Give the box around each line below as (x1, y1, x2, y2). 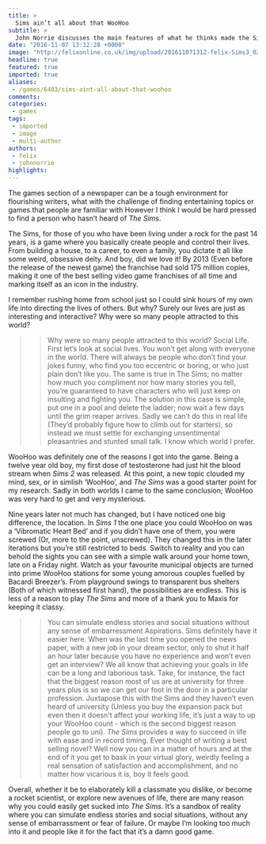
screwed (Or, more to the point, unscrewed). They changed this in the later (8, 535, 252, 544)
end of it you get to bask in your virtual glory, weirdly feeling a (47, 753, 249, 762)
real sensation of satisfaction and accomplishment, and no (47, 761, 239, 770)
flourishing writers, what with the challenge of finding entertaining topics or (8, 197, 254, 206)
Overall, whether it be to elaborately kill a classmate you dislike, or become (8, 785, 253, 794)
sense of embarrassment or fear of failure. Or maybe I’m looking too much (8, 819, 251, 827)
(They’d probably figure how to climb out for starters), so (47, 420, 234, 429)
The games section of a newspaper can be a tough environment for (8, 188, 229, 198)
